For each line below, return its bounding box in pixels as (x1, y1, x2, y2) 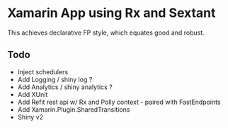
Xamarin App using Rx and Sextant (7, 5, 216, 21)
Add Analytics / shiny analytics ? (17, 83, 113, 91)
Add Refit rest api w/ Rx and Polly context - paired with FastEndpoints (17, 98, 221, 106)
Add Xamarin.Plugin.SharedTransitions (17, 105, 130, 114)
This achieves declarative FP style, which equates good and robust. (7, 28, 205, 37)
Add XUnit (17, 90, 48, 98)
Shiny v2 (17, 112, 44, 121)
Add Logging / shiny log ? (17, 75, 93, 83)
